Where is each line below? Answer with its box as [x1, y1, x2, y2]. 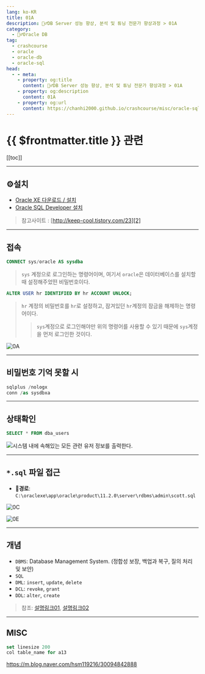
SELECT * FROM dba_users [6, 431, 70, 437]
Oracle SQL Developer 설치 [15, 204, 83, 211]
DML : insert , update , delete [15, 578, 82, 586]
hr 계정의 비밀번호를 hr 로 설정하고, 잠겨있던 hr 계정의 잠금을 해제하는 [21, 302, 185, 309]
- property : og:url [17, 99, 67, 106]
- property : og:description [17, 88, 88, 95]
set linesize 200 [6, 644, 51, 650]
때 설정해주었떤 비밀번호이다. [21, 278, 90, 285]
